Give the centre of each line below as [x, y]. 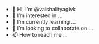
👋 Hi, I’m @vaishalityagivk [44, 9]
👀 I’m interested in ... [37, 15]
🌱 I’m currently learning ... [44, 22]
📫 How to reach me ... [40, 35]
